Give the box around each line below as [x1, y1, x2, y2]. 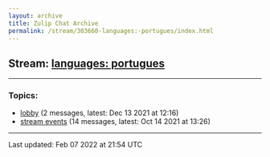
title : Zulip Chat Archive [8, 19, 99, 27]
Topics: [8, 90, 39, 101]
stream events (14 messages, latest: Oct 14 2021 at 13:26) [19, 117, 211, 126]
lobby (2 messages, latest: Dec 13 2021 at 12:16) [19, 108, 179, 118]
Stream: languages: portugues [8, 56, 166, 70]
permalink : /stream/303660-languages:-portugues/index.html [8, 27, 215, 35]
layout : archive [8, 11, 63, 20]
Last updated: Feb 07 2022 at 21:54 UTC [8, 140, 143, 150]
